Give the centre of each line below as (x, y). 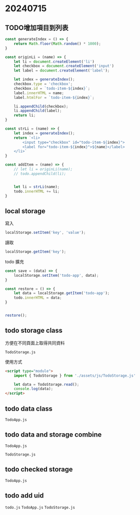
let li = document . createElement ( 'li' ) (54, 61)
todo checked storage (39, 469)
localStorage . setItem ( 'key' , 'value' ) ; (45, 233)
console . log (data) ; (34, 389)
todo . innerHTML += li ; (37, 191)
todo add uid (25, 495)
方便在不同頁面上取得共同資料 (35, 343)
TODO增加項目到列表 (37, 28)
